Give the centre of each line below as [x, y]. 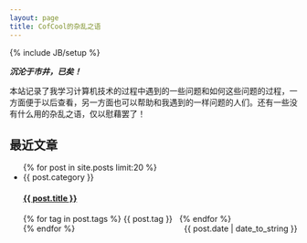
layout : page [34, 18]
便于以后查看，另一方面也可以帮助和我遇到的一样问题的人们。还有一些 [157, 102]
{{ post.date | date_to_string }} [241, 228]
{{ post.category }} [58, 177]
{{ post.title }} [50, 198]
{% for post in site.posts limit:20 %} [90, 168]
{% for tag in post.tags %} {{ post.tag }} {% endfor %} [127, 218]
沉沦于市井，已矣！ [46, 71]
